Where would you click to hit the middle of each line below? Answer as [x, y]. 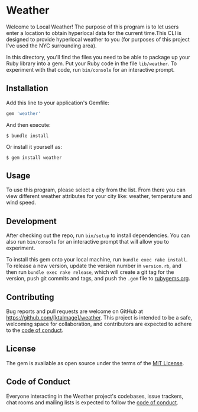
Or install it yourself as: [34, 146]
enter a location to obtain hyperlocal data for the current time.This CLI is [94, 33]
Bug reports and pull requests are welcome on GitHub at [75, 311]
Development [32, 221]
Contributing [30, 297]
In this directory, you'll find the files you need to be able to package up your [98, 57]
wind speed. [21, 203]
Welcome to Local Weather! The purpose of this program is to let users [92, 27]
